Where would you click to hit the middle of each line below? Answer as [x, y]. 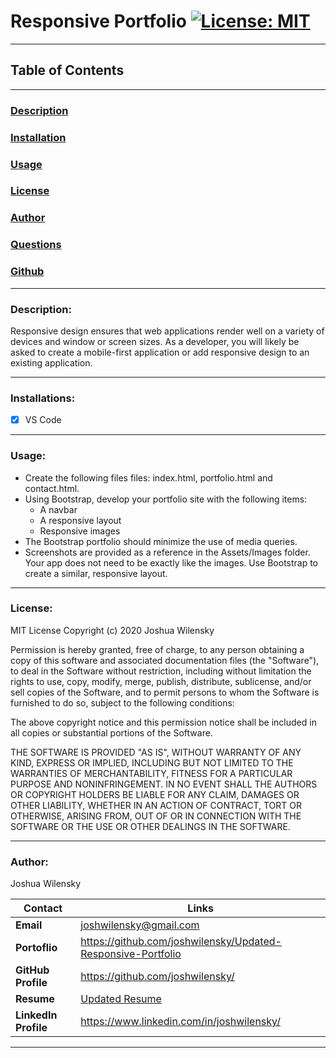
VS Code [43, 420]
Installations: [43, 398]
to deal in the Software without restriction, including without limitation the [161, 671]
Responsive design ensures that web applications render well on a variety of [167, 331]
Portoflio [36, 948]
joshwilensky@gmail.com [140, 925]
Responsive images [80, 531]
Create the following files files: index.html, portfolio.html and [148, 477]
